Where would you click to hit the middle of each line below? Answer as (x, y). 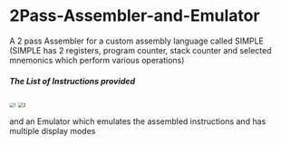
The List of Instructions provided (73, 81)
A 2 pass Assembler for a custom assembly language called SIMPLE (137, 41)
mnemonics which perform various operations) (97, 60)
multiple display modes (53, 130)
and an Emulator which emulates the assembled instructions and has (138, 121)
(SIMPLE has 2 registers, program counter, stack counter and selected (140, 50)
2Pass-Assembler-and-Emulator (135, 16)
